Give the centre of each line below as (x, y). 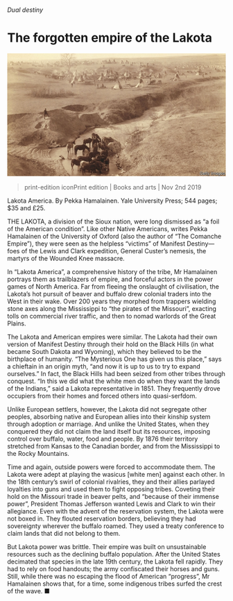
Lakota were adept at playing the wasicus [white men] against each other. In (116, 475)
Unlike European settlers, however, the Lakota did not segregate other (107, 409)
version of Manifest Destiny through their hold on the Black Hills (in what (111, 344)
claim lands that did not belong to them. (64, 534)
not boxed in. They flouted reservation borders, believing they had (102, 519)
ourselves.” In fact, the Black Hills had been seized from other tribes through (116, 374)
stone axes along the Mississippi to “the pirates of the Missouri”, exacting (112, 309)
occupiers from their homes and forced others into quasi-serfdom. (102, 396)
